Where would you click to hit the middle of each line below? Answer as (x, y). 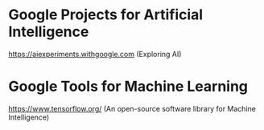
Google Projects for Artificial (106, 15)
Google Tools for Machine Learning (128, 87)
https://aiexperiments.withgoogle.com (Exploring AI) (95, 54)
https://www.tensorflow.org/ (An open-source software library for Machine (132, 108)
